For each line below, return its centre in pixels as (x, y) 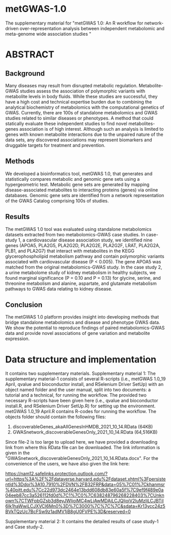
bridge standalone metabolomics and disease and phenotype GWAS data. (83, 323)
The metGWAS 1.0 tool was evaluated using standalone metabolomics (78, 229)
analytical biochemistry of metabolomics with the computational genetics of (85, 107)
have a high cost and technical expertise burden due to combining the (79, 102)
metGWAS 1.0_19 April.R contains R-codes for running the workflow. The (81, 411)
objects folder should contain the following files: (56, 417)
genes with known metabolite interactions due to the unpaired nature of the (84, 134)
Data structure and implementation (81, 359)
